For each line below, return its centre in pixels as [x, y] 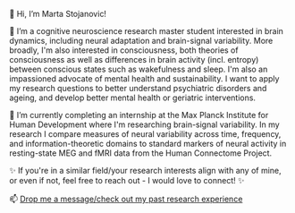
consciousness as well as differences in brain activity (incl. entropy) [134, 60]
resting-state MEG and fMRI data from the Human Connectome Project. [141, 153]
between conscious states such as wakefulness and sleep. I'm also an [139, 69]
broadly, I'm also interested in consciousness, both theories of [124, 50]
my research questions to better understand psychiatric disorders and [138, 88]
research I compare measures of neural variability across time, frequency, [145, 134]
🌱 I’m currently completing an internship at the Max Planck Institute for [139, 115]
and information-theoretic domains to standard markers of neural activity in [148, 144]
